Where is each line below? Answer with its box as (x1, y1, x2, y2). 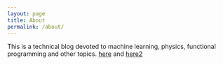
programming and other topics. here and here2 (7, 50, 143, 58)
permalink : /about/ (7, 23, 65, 30)
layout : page (7, 10, 46, 17)
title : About (7, 17, 46, 24)
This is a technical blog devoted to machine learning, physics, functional (7, 43, 216, 51)
